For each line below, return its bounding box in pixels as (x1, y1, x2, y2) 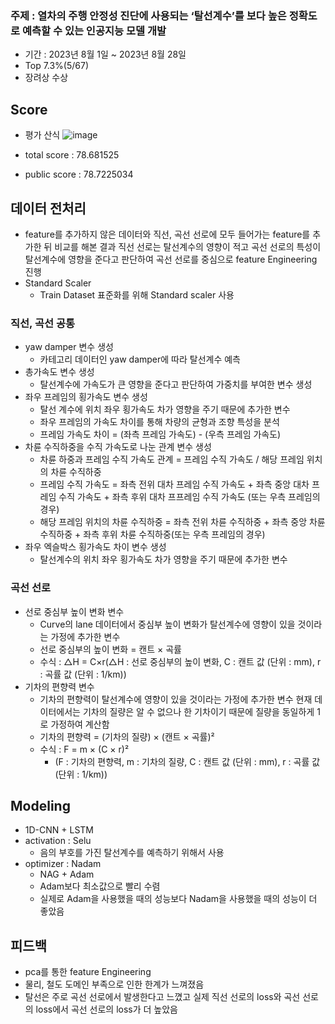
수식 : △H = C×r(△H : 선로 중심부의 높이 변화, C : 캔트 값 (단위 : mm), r (39, 655, 322, 667)
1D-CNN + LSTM (24, 824, 95, 836)
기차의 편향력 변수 (24, 680, 95, 692)
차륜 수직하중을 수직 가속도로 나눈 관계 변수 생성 (24, 441, 212, 453)
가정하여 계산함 (50, 718, 110, 730)
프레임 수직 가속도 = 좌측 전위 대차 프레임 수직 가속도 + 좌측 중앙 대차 (39, 478, 310, 491)
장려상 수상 (24, 72, 69, 84)
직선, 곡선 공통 (10, 316, 76, 330)
